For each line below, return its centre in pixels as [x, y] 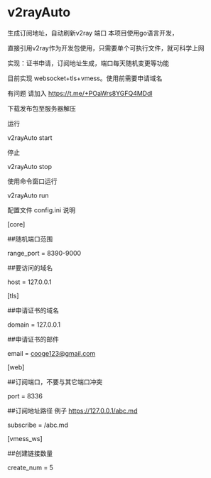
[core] [16, 224]
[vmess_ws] [25, 438]
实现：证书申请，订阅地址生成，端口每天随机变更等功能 [88, 63]
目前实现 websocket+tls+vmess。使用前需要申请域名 [85, 78]
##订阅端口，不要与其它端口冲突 [55, 381]
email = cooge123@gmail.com [52, 353]
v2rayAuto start [30, 137]
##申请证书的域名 [33, 310]
